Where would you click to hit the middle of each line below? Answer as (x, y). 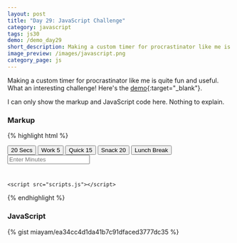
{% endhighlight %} (36, 198)
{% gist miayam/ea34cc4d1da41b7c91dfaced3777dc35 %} (93, 232)
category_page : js (35, 60)
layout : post (27, 14)
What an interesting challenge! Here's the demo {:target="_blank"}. (105, 88)
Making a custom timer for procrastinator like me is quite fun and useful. (113, 80)
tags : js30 (23, 34)
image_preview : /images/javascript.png (67, 54)
